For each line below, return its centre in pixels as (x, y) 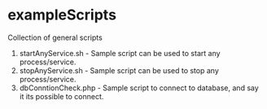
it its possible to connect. (61, 96)
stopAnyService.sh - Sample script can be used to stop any (119, 70)
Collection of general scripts (55, 37)
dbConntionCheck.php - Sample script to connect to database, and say (139, 88)
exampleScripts (62, 15)
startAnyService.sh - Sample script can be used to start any (120, 53)
